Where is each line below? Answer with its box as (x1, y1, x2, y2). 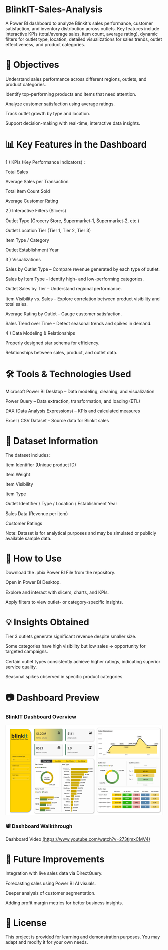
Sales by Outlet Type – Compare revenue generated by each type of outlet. (5, 266, 160, 272)
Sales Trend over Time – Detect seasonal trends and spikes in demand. (5, 320, 152, 326)
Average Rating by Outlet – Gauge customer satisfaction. (5, 311, 122, 317)
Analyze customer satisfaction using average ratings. (5, 101, 115, 107)
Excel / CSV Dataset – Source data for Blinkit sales (5, 417, 109, 423)
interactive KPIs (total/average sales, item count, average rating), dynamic (5, 31, 158, 37)
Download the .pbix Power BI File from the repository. (5, 569, 116, 575)
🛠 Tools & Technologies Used (5, 369, 131, 380)
